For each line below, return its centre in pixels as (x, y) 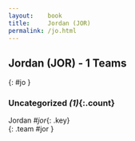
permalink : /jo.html (43, 30)
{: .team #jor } (31, 129)
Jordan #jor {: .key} (39, 120)
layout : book (35, 16)
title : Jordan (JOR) (50, 23)
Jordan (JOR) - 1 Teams (67, 63)
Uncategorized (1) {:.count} (62, 103)
